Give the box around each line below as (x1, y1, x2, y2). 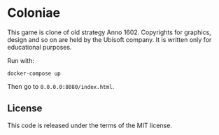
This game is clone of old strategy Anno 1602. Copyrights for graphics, (7, 28, 211, 36)
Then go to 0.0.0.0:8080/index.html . (7, 82, 115, 90)
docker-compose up (7, 70, 61, 77)
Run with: (7, 56, 35, 64)
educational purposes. (7, 43, 72, 51)
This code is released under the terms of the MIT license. (7, 121, 173, 129)
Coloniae (7, 5, 61, 21)
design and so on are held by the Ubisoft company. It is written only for (7, 35, 212, 43)
